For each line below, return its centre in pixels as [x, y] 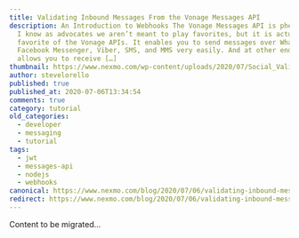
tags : [19, 149]
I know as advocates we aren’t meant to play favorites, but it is [145, 34]
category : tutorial [45, 108]
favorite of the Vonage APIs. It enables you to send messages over [147, 42]
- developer [40, 125]
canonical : [29, 191]
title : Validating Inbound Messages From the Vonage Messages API [135, 17]
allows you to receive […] [67, 59]
